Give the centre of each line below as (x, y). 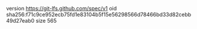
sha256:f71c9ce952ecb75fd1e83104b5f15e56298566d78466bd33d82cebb (99, 14)
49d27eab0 (20, 21)
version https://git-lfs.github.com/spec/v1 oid (62, 8)
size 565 (46, 21)
